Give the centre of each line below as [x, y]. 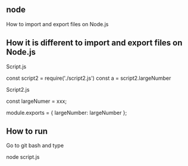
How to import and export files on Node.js [57, 24]
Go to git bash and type [35, 146]
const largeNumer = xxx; [37, 101]
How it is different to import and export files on [94, 43]
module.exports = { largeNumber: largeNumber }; [67, 112]
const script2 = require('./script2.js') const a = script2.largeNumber [89, 78]
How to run [27, 131]
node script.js [23, 157]
